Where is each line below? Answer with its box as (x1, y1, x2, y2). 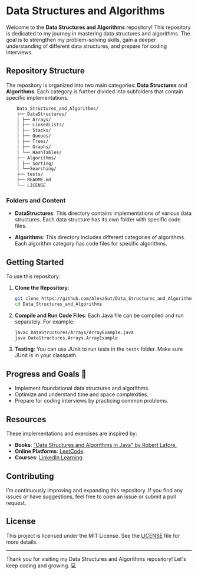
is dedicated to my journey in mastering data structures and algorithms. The (6, 30, 190, 37)
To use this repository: (6, 273, 61, 280)
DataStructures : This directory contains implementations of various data (14, 210, 192, 217)
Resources (6, 414, 47, 424)
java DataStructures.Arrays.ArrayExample (14, 335, 118, 341)
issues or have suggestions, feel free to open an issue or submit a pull (6, 493, 176, 500)
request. (6, 499, 27, 506)
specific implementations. (6, 94, 69, 101)
